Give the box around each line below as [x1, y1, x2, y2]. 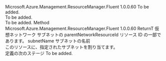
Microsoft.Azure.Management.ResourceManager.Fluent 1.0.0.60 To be [5, 4, 150, 9]
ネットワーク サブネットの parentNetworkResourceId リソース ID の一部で [9, 32, 162, 38]
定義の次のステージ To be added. [5, 51, 73, 56]
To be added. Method [5, 20, 50, 25]
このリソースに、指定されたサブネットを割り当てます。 [5, 44, 118, 50]
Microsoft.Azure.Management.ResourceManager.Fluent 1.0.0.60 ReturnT [5, 26, 154, 31]
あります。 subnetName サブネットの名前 [5, 38, 91, 44]
